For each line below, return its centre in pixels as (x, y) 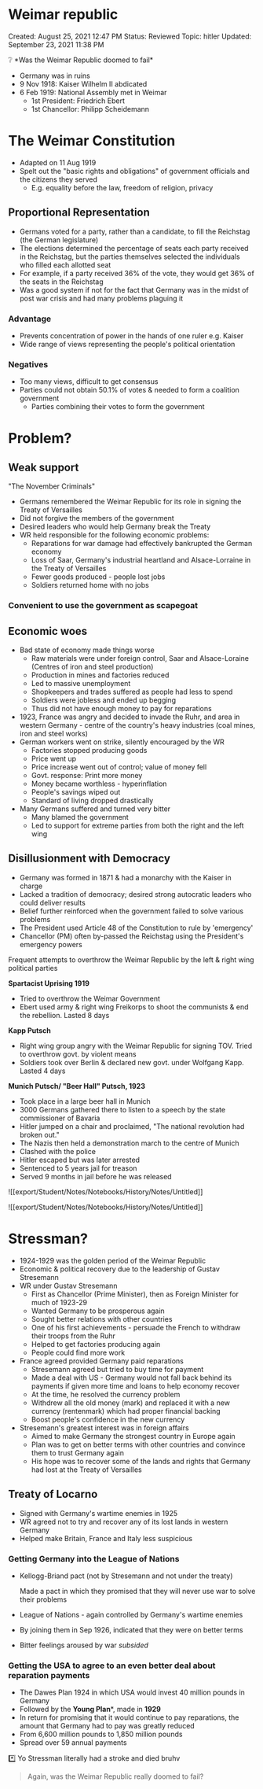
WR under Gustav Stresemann (68, 1285)
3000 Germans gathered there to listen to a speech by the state (122, 1109)
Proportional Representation (79, 213)
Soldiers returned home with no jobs (90, 585)
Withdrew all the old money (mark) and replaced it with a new (130, 1403)
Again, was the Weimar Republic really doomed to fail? (115, 1776)
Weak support (44, 467)
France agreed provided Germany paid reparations (102, 1361)
